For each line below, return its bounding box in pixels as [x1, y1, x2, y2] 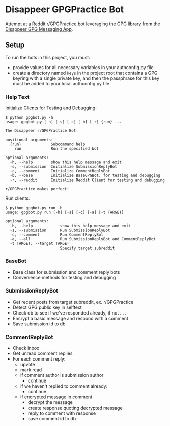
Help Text [5, 93, 30, 100]
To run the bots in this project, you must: [5, 54, 90, 60]
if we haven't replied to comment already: [20, 383, 108, 389]
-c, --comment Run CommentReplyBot [10, 232, 103, 237]
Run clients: [5, 195, 30, 201]
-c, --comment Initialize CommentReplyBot [10, 169, 110, 174]
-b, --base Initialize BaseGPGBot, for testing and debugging [10, 173, 160, 178]
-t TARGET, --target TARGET [10, 241, 70, 246]
